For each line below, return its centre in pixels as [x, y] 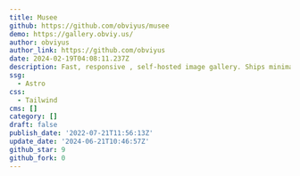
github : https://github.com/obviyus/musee [89, 26]
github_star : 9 [37, 149]
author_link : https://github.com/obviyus [87, 51]
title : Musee [33, 17]
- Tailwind [37, 100]
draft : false [33, 125]
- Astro [32, 84]
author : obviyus [39, 42]
